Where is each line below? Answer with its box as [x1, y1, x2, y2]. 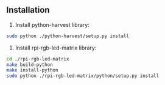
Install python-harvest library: [15, 21, 90, 28]
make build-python [6, 61, 53, 68]
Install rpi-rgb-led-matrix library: [15, 44, 97, 51]
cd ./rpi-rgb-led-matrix [6, 56, 69, 62]
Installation [6, 5, 50, 15]
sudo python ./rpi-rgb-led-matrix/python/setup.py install [6, 73, 160, 79]
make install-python [6, 67, 59, 73]
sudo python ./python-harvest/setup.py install [6, 33, 130, 39]
